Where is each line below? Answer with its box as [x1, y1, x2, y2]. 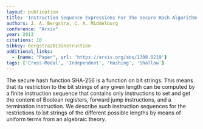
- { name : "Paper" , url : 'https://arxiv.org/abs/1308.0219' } [12, 54, 167, 60]
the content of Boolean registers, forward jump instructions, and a [6, 96, 171, 103]
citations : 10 [6, 37, 43, 43]
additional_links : [6, 49, 53, 55]
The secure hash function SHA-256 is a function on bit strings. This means [6, 77, 193, 84]
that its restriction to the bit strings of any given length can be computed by [6, 83, 196, 90]
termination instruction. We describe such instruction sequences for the [6, 102, 187, 110]
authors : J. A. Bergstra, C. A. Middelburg [6, 20, 119, 26]
